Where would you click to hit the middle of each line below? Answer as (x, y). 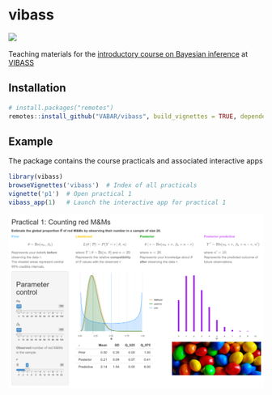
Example (31, 141)
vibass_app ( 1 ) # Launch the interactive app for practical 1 (117, 202)
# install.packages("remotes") (61, 108)
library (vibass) (36, 177)
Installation (37, 88)
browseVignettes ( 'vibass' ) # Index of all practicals (103, 185)
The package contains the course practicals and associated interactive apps (136, 161)
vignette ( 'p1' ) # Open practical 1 (70, 194)
